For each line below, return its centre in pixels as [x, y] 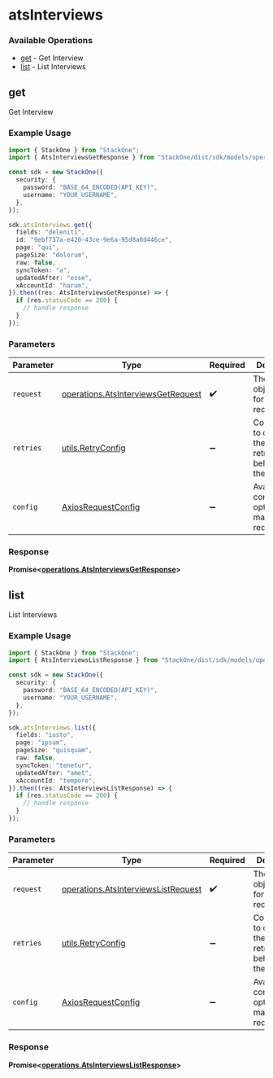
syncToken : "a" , [43, 270]
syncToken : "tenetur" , [54, 765]
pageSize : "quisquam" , [54, 751]
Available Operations [51, 41]
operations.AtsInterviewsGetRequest [131, 394]
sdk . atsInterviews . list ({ [52, 727]
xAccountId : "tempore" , [56, 780]
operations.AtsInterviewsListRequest [131, 889]
